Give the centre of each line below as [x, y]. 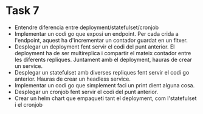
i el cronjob [29, 104]
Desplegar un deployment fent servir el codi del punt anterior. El [95, 47]
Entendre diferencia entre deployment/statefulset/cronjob [87, 27]
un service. [29, 66]
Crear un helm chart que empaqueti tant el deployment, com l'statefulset [105, 98]
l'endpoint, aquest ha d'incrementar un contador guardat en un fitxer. [101, 40]
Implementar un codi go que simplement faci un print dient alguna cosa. [105, 85]
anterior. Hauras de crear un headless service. [73, 79]
